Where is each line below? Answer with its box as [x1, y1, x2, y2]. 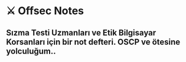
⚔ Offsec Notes [6, 4, 84, 18]
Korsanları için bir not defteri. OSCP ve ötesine [6, 37, 181, 47]
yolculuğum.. [6, 46, 56, 56]
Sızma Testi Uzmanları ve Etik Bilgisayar [6, 28, 156, 38]
